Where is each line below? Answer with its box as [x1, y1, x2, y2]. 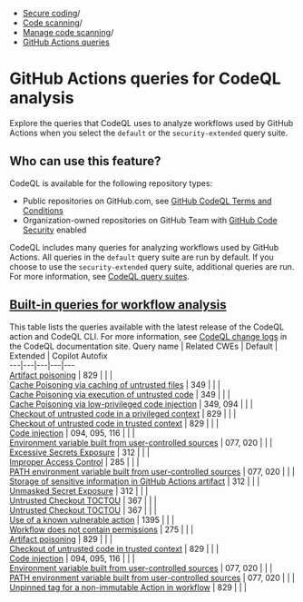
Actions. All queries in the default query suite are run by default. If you [9, 252, 274, 262]
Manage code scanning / [22, 27, 114, 37]
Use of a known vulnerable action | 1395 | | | [9, 514, 175, 525]
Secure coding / [22, 8, 81, 18]
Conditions [22, 204, 64, 216]
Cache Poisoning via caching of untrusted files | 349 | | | [9, 379, 220, 390]
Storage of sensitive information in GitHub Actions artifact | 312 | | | [9, 476, 260, 487]
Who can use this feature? [9, 153, 161, 169]
